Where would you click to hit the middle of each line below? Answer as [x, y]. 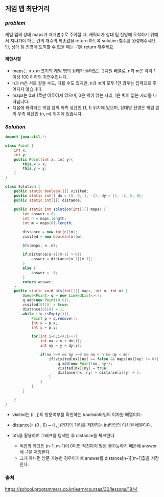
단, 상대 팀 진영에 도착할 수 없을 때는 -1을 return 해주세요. [60, 47]
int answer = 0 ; [39, 214]
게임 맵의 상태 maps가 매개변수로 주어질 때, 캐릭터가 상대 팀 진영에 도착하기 [77, 34]
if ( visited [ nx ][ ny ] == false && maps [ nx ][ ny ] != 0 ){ [104, 359]
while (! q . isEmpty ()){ [46, 314]
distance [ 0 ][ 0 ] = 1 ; [44, 309]
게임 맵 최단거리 [27, 9]
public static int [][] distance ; [48, 200]
